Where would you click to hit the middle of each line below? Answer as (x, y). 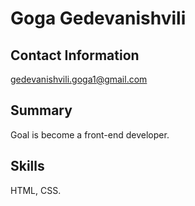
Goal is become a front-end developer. (90, 134)
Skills (27, 166)
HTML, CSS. (36, 190)
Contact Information (75, 55)
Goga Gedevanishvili (98, 18)
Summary (41, 110)
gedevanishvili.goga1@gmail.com (79, 79)
